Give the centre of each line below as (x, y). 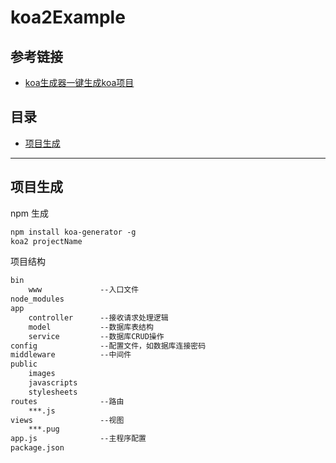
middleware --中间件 (71, 355)
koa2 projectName (46, 241)
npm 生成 (30, 213)
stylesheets (53, 392)
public (24, 364)
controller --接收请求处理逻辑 (98, 317)
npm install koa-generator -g (73, 232)
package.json (37, 448)
